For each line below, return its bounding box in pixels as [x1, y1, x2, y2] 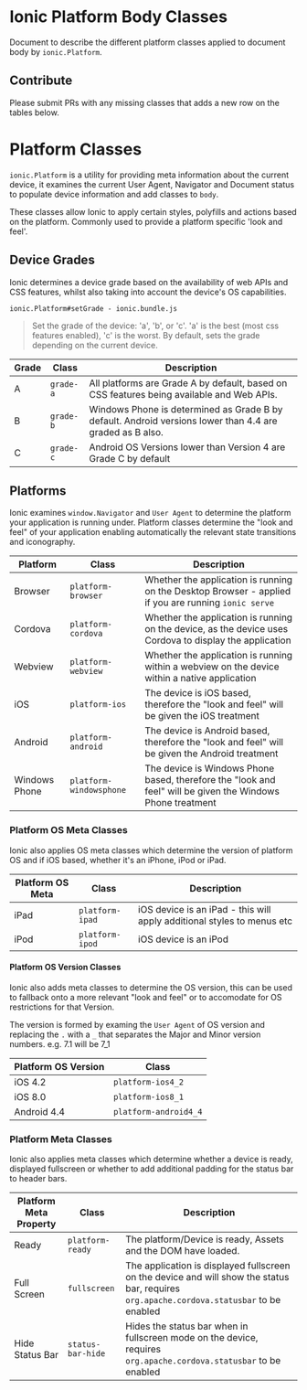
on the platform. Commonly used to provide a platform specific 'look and [9, 216, 283, 227]
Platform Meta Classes [9, 1132, 112, 1145]
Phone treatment [144, 797, 217, 809]
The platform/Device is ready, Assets [124, 1233, 285, 1246]
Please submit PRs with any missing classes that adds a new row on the [9, 97, 281, 108]
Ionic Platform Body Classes [9, 6, 228, 27]
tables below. [9, 107, 59, 118]
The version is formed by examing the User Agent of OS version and [9, 1019, 265, 1030]
